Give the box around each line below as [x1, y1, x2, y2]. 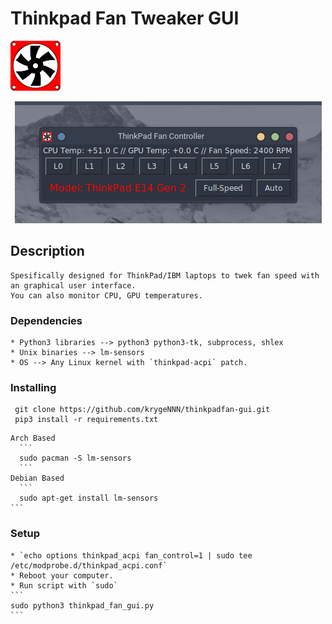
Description [10, 243, 85, 260]
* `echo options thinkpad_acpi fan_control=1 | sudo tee [10, 550, 253, 561]
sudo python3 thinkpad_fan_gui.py [10, 600, 155, 611]
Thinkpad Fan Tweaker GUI [10, 7, 240, 30]
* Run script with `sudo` [10, 580, 118, 591]
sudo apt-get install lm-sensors [19, 493, 159, 504]
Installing [10, 380, 57, 394]
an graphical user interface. [10, 280, 137, 291]
